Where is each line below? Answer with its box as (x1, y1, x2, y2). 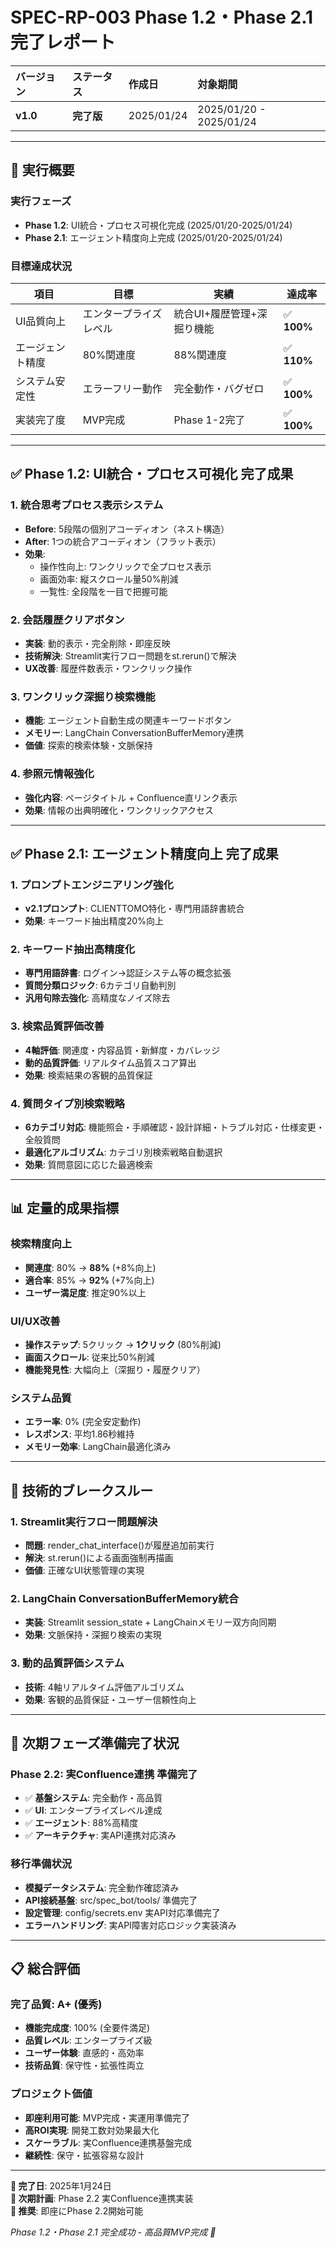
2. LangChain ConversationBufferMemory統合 (10, 1591, 240, 1605)
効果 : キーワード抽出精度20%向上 (24, 915, 164, 927)
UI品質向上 (15, 314, 67, 328)
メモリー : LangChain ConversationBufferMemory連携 (24, 727, 245, 739)
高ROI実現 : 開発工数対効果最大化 (24, 2124, 160, 2136)
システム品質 (10, 1391, 72, 1405)
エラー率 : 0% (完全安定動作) (24, 1416, 142, 1428)
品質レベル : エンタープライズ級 (24, 2034, 153, 2047)
